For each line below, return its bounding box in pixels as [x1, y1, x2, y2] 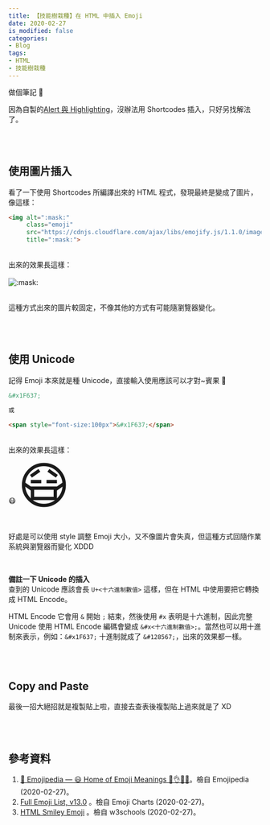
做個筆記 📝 [8, 87, 44, 97]
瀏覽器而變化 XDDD [29, 541, 94, 551]
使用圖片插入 [8, 164, 72, 178]
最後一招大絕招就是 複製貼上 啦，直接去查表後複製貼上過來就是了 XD [8, 702, 231, 712]
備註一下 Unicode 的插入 [8, 574, 90, 584]
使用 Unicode [8, 353, 76, 366]
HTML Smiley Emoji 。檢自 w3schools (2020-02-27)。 [19, 807, 201, 817]
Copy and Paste [8, 679, 89, 693]
